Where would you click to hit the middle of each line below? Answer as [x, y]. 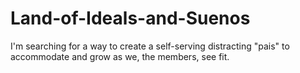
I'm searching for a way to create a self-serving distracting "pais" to [150, 46]
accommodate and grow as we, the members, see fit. [120, 56]
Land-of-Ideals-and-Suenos [130, 18]
